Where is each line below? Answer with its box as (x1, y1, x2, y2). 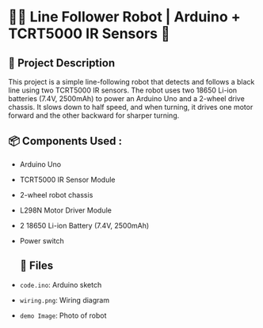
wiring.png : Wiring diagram (19, 295, 109, 304)
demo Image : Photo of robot (19, 311, 107, 320)
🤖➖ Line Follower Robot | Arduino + (8, 8, 241, 26)
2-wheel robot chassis (19, 190, 93, 199)
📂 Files (19, 259, 54, 273)
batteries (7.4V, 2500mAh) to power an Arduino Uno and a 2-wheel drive (8, 94, 246, 103)
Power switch (19, 236, 65, 245)
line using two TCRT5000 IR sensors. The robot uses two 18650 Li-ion (8, 85, 238, 95)
